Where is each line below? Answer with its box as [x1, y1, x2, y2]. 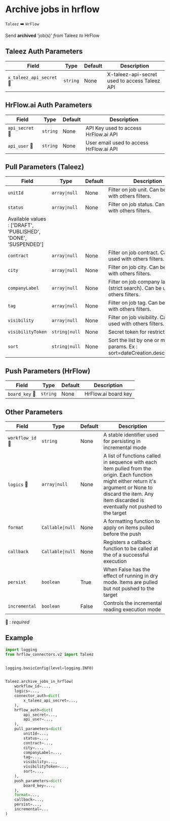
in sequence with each [103, 459, 157, 465]
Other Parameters [5, 407, 63, 416]
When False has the [103, 566, 150, 573]
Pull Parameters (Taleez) [5, 163, 84, 171]
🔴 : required [5, 619, 30, 625]
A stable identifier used [103, 431, 158, 438]
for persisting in [103, 438, 141, 445]
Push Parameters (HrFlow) [5, 367, 91, 375]
